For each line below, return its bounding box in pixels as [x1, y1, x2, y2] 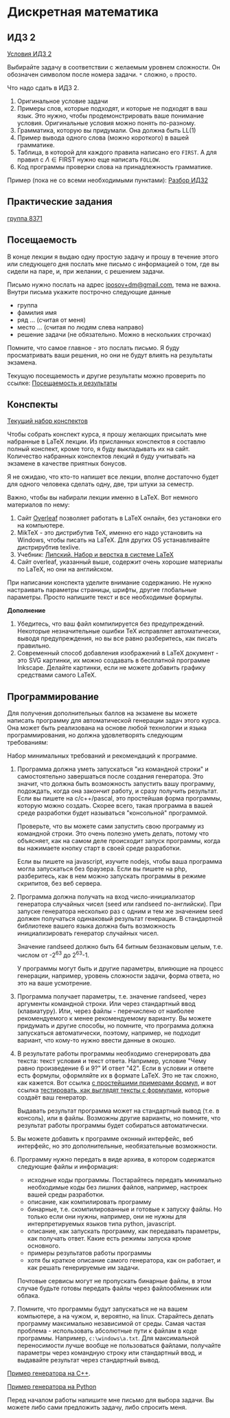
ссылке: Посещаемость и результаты [7, 379, 117, 387]
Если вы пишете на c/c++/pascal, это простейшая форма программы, [16, 794, 222, 803]
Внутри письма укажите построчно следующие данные [7, 287, 172, 296]
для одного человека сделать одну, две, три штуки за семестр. [7, 480, 194, 488]
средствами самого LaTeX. [16, 671, 97, 679]
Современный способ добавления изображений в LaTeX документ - [16, 649, 219, 657]
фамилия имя [16, 308, 57, 316]
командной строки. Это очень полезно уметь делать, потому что [16, 829, 209, 838]
